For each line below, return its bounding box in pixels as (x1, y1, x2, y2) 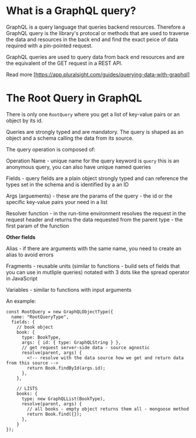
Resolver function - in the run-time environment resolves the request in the (6, 209, 186, 217)
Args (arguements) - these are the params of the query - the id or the (6, 192, 173, 199)
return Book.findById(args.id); (27, 365, 106, 371)
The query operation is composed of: (6, 146, 96, 153)
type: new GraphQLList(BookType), (21, 396, 106, 402)
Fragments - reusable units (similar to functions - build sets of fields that (6, 262, 180, 270)
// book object (16, 324, 54, 330)
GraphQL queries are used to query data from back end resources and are (6, 53, 185, 60)
